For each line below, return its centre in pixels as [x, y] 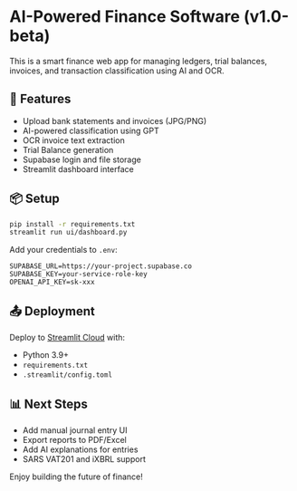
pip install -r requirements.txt [72, 224]
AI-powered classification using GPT [91, 130]
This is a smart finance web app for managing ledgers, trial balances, [139, 61]
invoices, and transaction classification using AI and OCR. [117, 71]
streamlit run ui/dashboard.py [68, 233]
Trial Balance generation [68, 149]
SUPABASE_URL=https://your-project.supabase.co [101, 266]
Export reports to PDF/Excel [74, 439]
